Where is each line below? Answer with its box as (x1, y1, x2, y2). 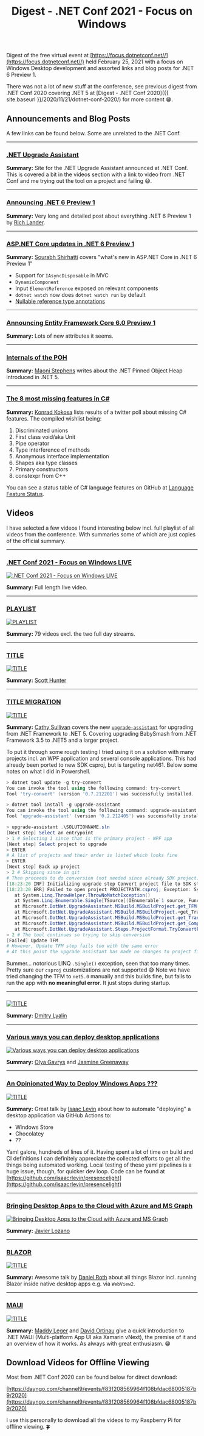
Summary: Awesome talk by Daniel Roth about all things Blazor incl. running (6, 1274, 197, 1281)
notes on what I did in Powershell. (6, 767, 91, 775)
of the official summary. (6, 537, 66, 544)
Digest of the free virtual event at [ (6, 52, 92, 59)
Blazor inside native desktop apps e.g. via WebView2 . (6, 1280, 135, 1287)
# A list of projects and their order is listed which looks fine (6, 852, 178, 859)
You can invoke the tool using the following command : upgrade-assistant (6, 808, 197, 814)
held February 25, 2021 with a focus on (86, 58, 183, 65)
